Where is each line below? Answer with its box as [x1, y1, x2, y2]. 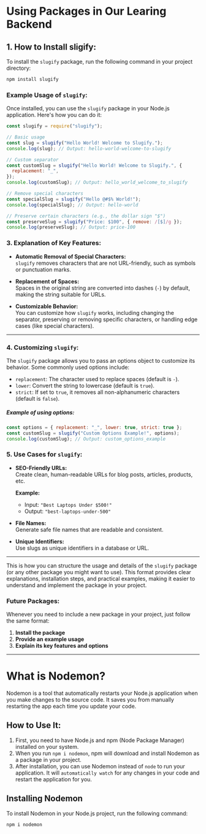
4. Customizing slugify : [6, 343, 79, 352]
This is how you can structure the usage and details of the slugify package [6, 562, 197, 569]
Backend [6, 17, 52, 31]
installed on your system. [15, 743, 79, 750]
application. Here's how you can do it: [6, 112, 102, 119]
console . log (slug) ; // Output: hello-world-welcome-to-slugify [6, 145, 172, 151]
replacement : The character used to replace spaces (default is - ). [15, 375, 180, 382]
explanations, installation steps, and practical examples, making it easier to [6, 575, 195, 582]
